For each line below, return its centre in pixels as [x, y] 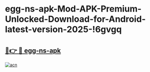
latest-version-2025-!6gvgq [63, 29]
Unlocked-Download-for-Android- [75, 19]
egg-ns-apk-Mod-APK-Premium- [73, 9]
